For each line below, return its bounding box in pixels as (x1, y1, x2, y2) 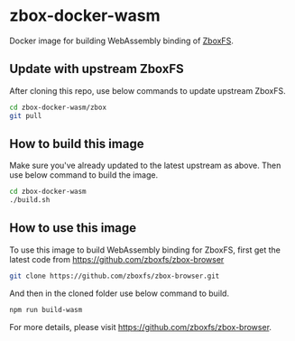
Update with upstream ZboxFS (9, 61, 185, 77)
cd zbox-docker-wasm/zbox (9, 103, 106, 112)
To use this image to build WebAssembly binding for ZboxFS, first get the (9, 244, 281, 255)
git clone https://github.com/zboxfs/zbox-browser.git (9, 272, 220, 281)
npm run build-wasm (9, 305, 83, 314)
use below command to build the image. (9, 170, 159, 180)
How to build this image (9, 136, 144, 152)
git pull (9, 111, 42, 120)
